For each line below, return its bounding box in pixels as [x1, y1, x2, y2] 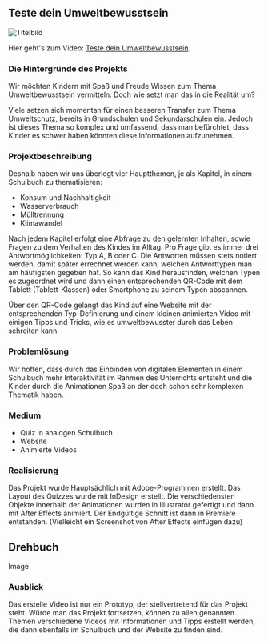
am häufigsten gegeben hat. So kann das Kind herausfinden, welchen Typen [8, 268, 261, 278]
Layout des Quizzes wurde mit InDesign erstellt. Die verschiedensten [8, 491, 236, 501]
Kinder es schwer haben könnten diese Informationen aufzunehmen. [8, 131, 234, 141]
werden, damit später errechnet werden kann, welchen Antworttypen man [8, 259, 253, 269]
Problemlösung [8, 346, 70, 357]
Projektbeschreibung [8, 151, 93, 162]
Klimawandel [19, 218, 62, 228]
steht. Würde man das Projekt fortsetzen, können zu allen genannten [8, 608, 234, 618]
